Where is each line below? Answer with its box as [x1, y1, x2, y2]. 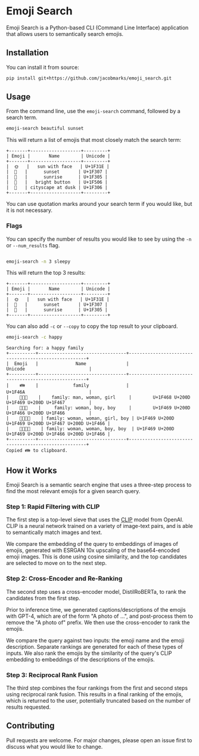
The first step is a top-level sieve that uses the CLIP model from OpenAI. [6, 516, 184, 523]
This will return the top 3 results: [6, 269, 86, 277]
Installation [6, 48, 49, 58]
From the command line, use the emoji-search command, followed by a [6, 108, 181, 115]
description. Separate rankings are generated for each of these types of [6, 643, 183, 650]
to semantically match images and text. [6, 529, 102, 536]
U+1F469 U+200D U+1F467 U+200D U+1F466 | [6, 421, 111, 427]
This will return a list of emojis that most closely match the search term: [6, 136, 182, 144]
